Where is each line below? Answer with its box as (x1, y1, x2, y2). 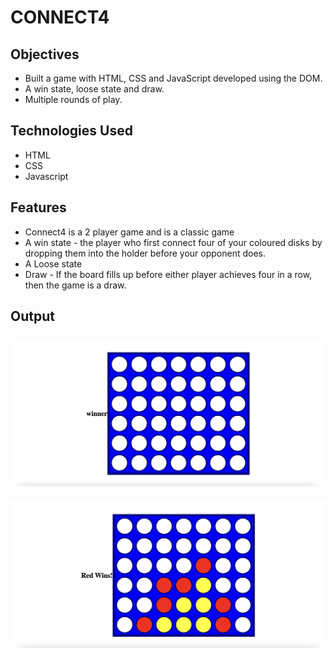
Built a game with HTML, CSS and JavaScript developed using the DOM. (24, 72, 323, 84)
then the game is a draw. (24, 279, 127, 291)
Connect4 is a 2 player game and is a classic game (24, 226, 235, 238)
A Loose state (24, 257, 83, 270)
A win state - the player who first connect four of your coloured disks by (24, 236, 323, 248)
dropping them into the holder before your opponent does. (24, 247, 266, 259)
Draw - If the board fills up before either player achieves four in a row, (24, 268, 313, 280)
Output (10, 308, 55, 325)
